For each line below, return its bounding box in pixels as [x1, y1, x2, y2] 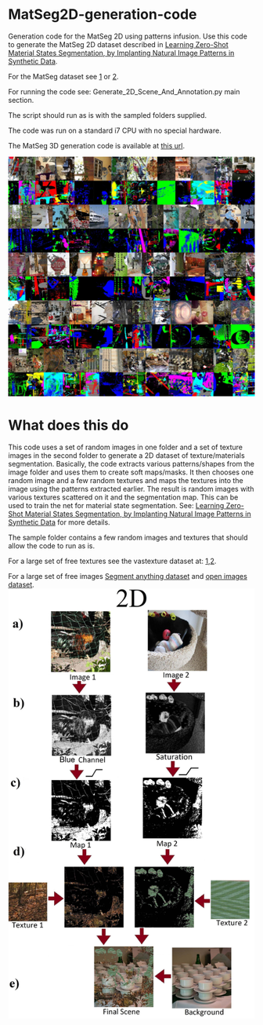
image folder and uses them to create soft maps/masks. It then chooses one [8, 467, 254, 477]
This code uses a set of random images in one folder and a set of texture [8, 442, 243, 452]
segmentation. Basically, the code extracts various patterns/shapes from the [8, 459, 254, 468]
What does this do [8, 416, 129, 434]
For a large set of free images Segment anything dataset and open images [8, 571, 248, 580]
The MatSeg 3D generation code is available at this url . [8, 141, 186, 150]
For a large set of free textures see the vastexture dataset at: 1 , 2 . [8, 556, 217, 566]
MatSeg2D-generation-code [8, 5, 197, 24]
